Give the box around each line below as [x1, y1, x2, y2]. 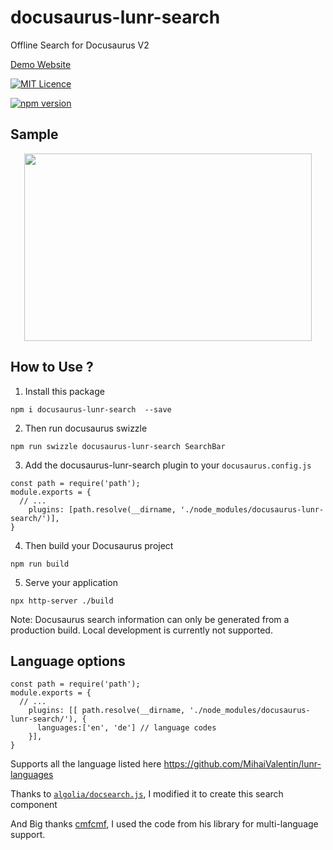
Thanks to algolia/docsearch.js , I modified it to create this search [10, 788, 284, 800]
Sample [10, 126, 59, 143]
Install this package [24, 385, 105, 397]
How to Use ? [10, 359, 94, 376]
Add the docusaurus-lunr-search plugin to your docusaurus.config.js [24, 459, 312, 471]
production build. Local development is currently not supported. [10, 624, 273, 636]
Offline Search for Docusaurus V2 [10, 39, 150, 51]
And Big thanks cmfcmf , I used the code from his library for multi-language [10, 818, 319, 830]
